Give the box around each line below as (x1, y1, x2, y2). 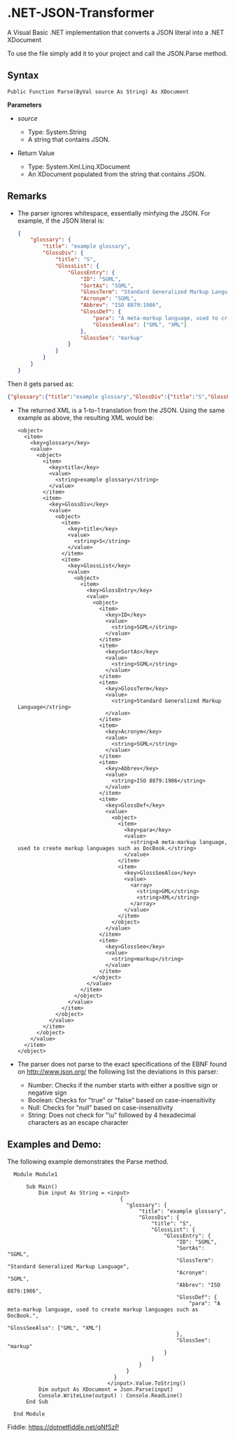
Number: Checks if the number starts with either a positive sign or (27, 1081, 218, 1089)
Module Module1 (13, 1170, 58, 1178)
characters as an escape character (27, 1118, 129, 1126)
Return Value (17, 149, 55, 157)
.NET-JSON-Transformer (7, 5, 155, 21)
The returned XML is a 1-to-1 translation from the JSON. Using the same (17, 406, 225, 414)
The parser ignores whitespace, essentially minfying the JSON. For (17, 209, 211, 217)
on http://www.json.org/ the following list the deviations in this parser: (17, 1067, 219, 1076)
